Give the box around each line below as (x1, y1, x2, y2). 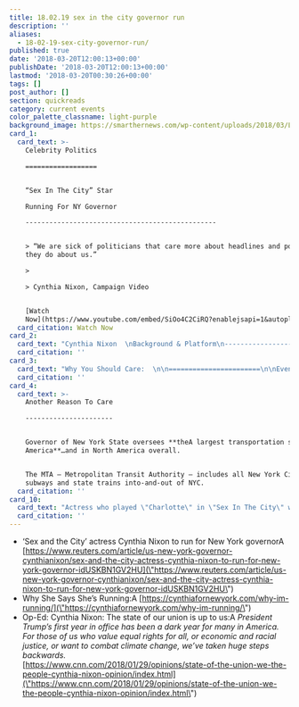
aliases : (9, 29, 42, 38)
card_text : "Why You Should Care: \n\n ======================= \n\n (17, 364, 277, 373)
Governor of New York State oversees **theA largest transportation (25, 438, 285, 447)
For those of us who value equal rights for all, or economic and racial (21, 631, 277, 641)
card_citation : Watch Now (17, 323, 114, 332)
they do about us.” (25, 251, 98, 260)
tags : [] (9, 79, 42, 88)
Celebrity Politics (25, 146, 98, 154)
